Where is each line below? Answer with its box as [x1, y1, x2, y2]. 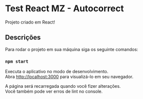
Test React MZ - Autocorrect [5, 3, 124, 14]
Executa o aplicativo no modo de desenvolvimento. [5, 69, 109, 74]
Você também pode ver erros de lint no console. [5, 89, 103, 95]
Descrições [5, 33, 41, 42]
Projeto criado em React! [5, 19, 56, 25]
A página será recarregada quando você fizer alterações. [5, 83, 121, 89]
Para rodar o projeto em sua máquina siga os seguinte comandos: [5, 46, 139, 52]
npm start [5, 58, 29, 64]
